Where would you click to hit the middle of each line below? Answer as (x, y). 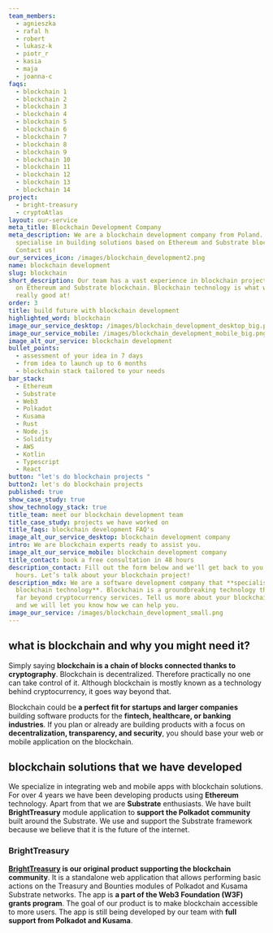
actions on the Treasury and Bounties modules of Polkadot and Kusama (128, 886)
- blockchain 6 (41, 129)
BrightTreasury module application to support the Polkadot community (130, 813)
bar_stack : (27, 379)
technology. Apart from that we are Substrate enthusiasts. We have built (130, 804)
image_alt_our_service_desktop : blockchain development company (119, 537)
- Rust (27, 424)
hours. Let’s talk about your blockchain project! (103, 575)
